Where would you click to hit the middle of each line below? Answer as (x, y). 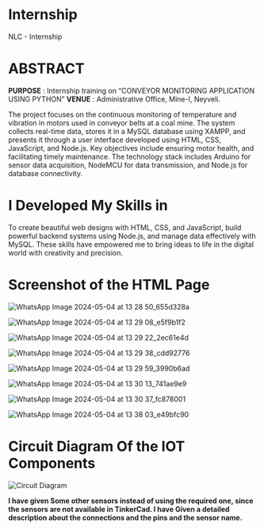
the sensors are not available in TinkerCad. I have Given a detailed (119, 509)
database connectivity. (46, 173)
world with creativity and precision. (65, 252)
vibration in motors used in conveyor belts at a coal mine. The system (122, 123)
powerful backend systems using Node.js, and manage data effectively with (132, 236)
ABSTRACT (46, 69)
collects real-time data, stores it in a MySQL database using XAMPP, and (127, 131)
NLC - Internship (35, 36)
